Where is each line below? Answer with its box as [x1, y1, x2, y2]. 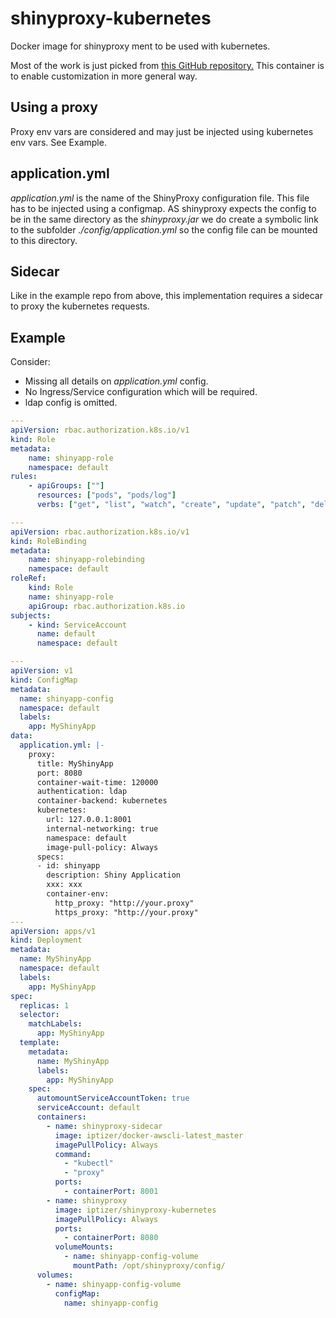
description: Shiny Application [46, 870, 182, 881]
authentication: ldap [36, 787, 128, 797]
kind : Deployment [10, 935, 83, 946]
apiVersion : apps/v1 [10, 926, 97, 936]
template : [19, 1038, 60, 1048]
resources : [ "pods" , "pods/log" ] [36, 490, 177, 501]
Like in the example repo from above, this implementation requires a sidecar [10, 290, 323, 302]
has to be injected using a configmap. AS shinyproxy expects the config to [10, 202, 317, 214]
